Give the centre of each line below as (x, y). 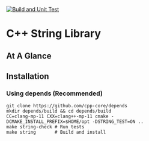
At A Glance (29, 56)
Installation (28, 76)
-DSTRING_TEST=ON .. (118, 122)
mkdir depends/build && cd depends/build (59, 111)
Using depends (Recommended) (55, 93)
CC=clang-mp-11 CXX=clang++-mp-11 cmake (58, 117)
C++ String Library (53, 34)
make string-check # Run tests (45, 127)
